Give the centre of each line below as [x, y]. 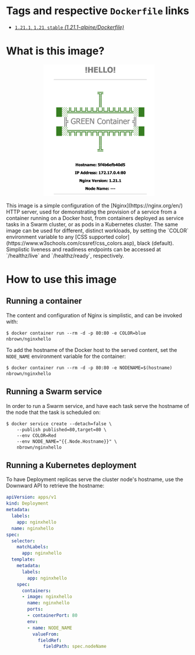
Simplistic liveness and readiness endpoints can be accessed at [84, 249]
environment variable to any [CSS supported [60, 236]
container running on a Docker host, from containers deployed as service [95, 218]
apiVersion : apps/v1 [32, 497]
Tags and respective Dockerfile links [98, 11]
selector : [23, 541]
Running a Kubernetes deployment [71, 465]
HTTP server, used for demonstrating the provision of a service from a [91, 212]
